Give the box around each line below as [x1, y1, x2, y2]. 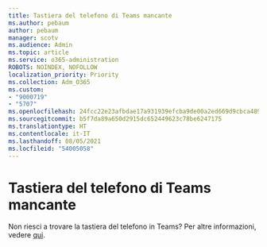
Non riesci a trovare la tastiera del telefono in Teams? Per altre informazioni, [8, 222, 257, 231]
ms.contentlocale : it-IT [8, 129, 91, 137]
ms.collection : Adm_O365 [8, 78, 91, 86]
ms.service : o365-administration [8, 56, 119, 64]
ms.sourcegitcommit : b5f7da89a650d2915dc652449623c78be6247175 [8, 115, 222, 123]
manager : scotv [8, 33, 59, 42]
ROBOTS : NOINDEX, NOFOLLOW [8, 64, 98, 71]
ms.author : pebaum [8, 19, 69, 27]
